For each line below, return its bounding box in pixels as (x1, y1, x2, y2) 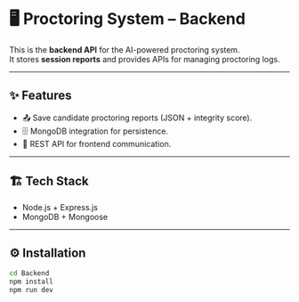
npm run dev (9, 286, 53, 295)
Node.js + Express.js (21, 201, 98, 212)
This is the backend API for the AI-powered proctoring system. (9, 44, 240, 55)
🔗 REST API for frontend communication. (21, 138, 172, 149)
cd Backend (9, 269, 50, 278)
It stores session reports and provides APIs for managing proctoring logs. (9, 53, 280, 64)
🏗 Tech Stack (9, 174, 89, 189)
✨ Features (9, 88, 72, 103)
